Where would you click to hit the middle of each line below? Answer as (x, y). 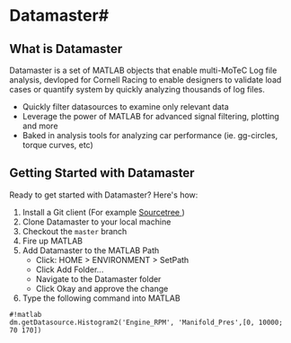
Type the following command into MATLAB (101, 298)
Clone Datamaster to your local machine (97, 222)
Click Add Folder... (70, 269)
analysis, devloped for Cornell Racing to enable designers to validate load (145, 80)
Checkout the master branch (75, 231)
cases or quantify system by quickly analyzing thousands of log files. (137, 89)
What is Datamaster (66, 49)
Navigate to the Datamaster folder (98, 278)
